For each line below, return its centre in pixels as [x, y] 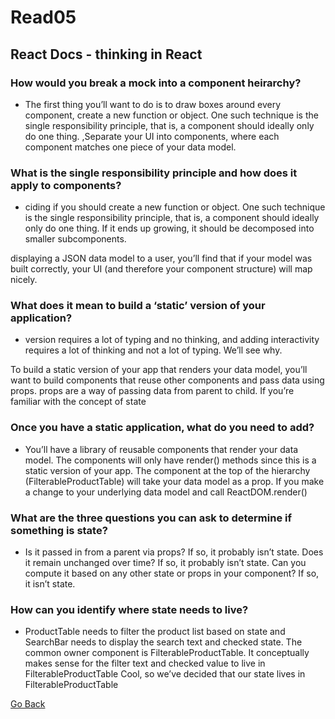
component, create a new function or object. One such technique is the [171, 115]
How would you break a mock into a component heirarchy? [156, 83]
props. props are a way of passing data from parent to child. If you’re [152, 391]
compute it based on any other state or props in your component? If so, [172, 573]
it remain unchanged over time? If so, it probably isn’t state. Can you [165, 563]
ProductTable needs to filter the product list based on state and [155, 632]
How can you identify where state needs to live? [129, 609]
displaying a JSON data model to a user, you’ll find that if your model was [161, 258]
